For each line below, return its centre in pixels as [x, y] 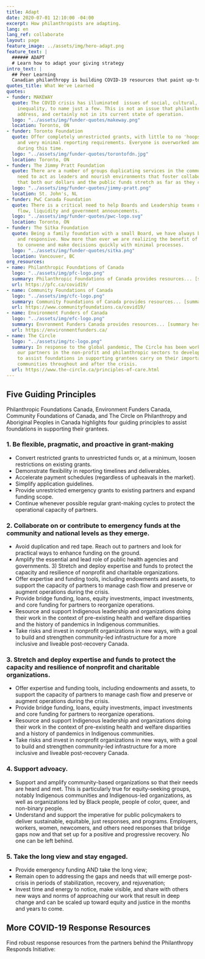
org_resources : [26, 262]
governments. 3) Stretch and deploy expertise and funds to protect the [104, 566]
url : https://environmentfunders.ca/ [60, 330]
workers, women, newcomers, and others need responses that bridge [103, 828]
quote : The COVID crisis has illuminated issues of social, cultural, [105, 103]
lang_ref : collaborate [35, 35]
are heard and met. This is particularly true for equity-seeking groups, [103, 789]
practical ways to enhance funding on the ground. [78, 553]
